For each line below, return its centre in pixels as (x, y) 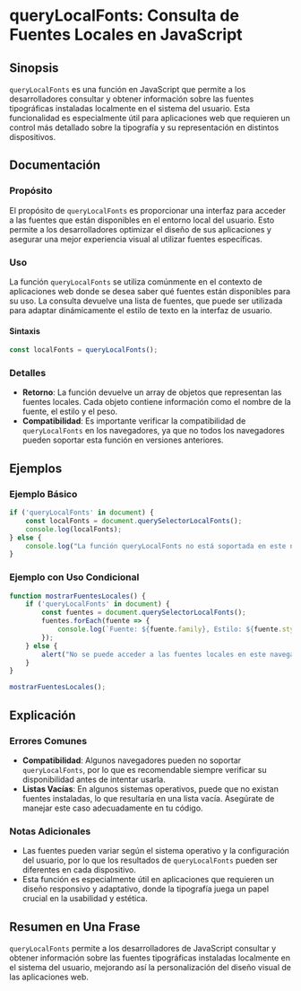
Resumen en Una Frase (75, 927)
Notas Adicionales (50, 831)
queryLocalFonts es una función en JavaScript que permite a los (128, 89)
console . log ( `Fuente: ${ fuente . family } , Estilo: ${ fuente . (169, 629)
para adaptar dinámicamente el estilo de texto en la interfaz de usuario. (141, 310)
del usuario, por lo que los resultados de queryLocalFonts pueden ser (150, 860)
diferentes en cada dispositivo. (79, 870)
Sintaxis (25, 331)
